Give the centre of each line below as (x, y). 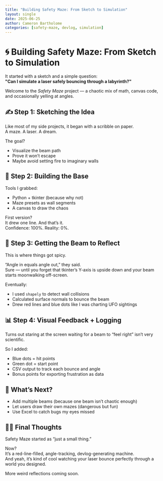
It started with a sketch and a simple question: (51, 76)
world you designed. (26, 464)
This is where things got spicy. (36, 255)
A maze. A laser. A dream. (31, 131)
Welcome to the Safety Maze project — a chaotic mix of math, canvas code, (82, 91)
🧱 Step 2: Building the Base (47, 176)
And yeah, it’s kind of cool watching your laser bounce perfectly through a (80, 458)
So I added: (17, 349)
